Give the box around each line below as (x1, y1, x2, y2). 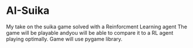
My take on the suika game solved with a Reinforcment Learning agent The (6, 23, 188, 30)
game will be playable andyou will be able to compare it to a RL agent (6, 29, 174, 36)
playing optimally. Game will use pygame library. (6, 35, 123, 42)
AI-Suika (6, 4, 50, 17)
